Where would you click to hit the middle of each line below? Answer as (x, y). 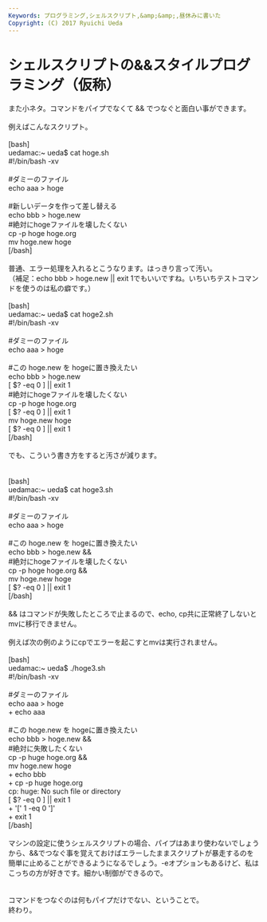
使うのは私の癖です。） (59, 289)
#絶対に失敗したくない (45, 749)
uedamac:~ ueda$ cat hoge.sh (59, 153)
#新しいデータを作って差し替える (63, 206)
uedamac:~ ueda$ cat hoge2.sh (61, 314)
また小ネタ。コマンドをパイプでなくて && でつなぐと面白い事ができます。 (130, 108)
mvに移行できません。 (45, 624)
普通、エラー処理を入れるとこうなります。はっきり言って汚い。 (112, 269)
